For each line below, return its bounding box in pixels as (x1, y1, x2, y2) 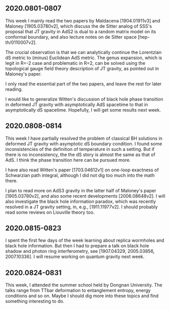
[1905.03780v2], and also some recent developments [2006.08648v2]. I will (5, 193, 165, 199)
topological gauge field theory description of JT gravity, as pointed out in (5, 65, 159, 71)
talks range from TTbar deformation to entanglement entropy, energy (5, 288, 151, 294)
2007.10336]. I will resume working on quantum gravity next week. (5, 253, 144, 260)
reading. (5, 86, 23, 92)
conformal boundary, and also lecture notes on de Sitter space (5, 34, 137, 40)
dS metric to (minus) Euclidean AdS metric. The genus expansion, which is (5, 55, 162, 61)
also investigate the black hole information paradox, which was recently (5, 198, 156, 204)
